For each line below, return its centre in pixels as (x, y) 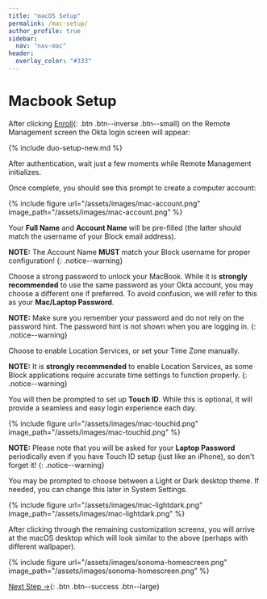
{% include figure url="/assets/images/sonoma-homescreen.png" (118, 562)
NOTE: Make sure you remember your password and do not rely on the (126, 317)
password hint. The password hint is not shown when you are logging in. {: (132, 326)
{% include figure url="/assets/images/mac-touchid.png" (104, 423)
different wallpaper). (42, 546)
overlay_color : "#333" (54, 62)
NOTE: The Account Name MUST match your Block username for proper (129, 252)
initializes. (25, 172)
